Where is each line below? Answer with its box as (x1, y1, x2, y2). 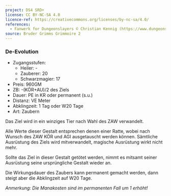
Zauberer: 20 (20, 70, 48, 77)
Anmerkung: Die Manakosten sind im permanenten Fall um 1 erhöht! (5, 185, 148, 191)
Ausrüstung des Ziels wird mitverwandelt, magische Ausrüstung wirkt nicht (5, 139, 163, 145)
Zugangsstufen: (12, 60, 46, 66)
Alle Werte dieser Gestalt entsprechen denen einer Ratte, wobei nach (5, 128, 150, 134)
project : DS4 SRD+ (5, 7, 44, 13)
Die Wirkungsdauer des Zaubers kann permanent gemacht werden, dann (5, 169, 159, 176)
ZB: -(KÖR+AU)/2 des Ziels (12, 87, 70, 93)
